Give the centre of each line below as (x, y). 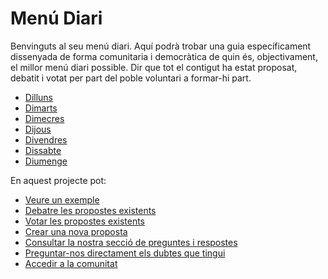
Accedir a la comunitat (71, 263)
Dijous (38, 129)
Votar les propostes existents (85, 221)
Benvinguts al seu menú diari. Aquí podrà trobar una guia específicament (161, 46)
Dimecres (44, 118)
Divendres (46, 139)
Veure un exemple (62, 199)
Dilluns (39, 97)
